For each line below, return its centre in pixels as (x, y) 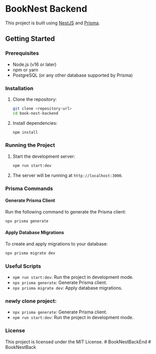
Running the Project (30, 145)
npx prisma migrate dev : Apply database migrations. (67, 288)
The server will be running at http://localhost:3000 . (68, 175)
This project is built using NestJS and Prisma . (53, 23)
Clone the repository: (35, 99)
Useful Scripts (23, 266)
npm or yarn (25, 69)
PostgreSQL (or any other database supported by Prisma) (73, 75)
